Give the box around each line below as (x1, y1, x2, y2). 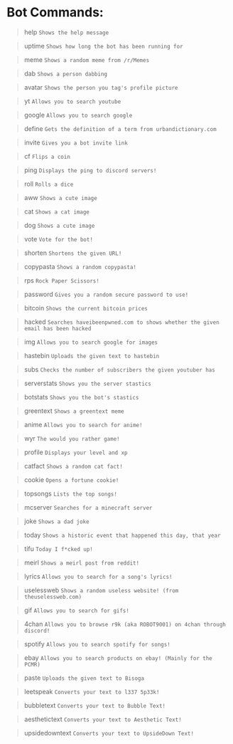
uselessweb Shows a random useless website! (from (23, 585, 179, 594)
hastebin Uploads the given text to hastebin (23, 351, 160, 360)
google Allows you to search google (23, 110, 133, 119)
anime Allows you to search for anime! (23, 420, 143, 429)
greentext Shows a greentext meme (23, 407, 125, 415)
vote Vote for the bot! (23, 234, 94, 243)
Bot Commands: (6, 4, 104, 21)
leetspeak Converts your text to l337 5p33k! (23, 687, 160, 696)
